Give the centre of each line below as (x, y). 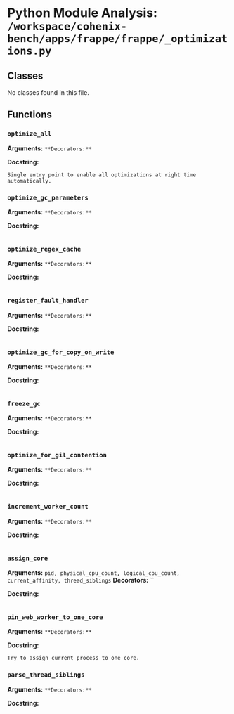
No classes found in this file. (48, 92)
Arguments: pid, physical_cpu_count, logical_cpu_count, (94, 573)
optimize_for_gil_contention (57, 455)
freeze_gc (24, 403)
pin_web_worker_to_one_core (55, 617)
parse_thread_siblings (46, 675)
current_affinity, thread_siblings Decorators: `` (81, 580)
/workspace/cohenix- (67, 26)
